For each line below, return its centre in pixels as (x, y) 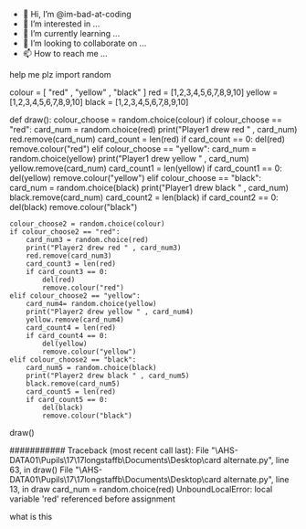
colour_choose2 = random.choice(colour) (88, 224)
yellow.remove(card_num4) (75, 320)
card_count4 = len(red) (71, 328)
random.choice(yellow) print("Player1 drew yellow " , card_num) (129, 159)
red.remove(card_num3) (69, 256)
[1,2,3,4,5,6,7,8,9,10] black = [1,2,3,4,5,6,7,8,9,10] (99, 102)
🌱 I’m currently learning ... (71, 33)
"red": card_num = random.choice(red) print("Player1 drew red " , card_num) (153, 129)
